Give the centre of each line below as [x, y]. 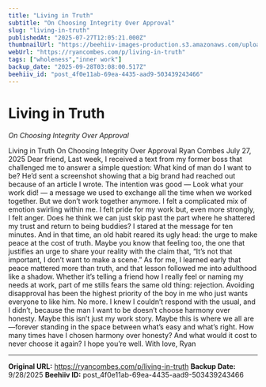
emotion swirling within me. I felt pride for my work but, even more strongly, [132, 209]
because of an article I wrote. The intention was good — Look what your [126, 184]
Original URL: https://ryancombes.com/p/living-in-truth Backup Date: [122, 366]
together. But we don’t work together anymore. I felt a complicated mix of [128, 201]
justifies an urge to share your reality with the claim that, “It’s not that [120, 251]
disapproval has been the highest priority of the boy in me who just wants [128, 293]
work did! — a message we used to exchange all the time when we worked [130, 192]
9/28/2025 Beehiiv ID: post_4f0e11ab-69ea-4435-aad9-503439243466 [126, 374]
